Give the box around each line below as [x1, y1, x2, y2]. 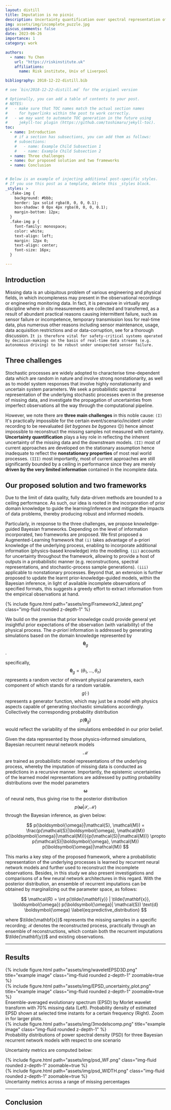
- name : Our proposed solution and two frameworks [10, 158, 120, 163]
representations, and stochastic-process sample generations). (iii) [5, 564, 149, 570]
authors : [5, 49, 24, 55]
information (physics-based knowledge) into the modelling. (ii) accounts [5, 548, 160, 554]
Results [5, 953, 30, 962]
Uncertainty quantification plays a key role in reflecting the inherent [5, 434, 149, 440]
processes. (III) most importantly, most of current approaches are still [5, 455, 155, 461]
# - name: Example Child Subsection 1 [14, 144, 101, 149]
